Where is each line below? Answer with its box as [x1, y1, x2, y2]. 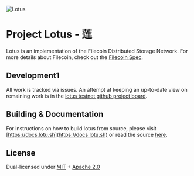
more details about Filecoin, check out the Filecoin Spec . [6, 53, 144, 61]
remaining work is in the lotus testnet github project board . [6, 92, 148, 99]
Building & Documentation [6, 109, 104, 119]
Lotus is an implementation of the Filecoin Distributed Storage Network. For [6, 47, 188, 54]
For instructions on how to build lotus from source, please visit [6, 125, 157, 132]
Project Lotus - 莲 [6, 28, 93, 41]
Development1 [6, 71, 60, 81]
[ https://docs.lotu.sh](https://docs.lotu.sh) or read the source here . [6, 131, 168, 138]
